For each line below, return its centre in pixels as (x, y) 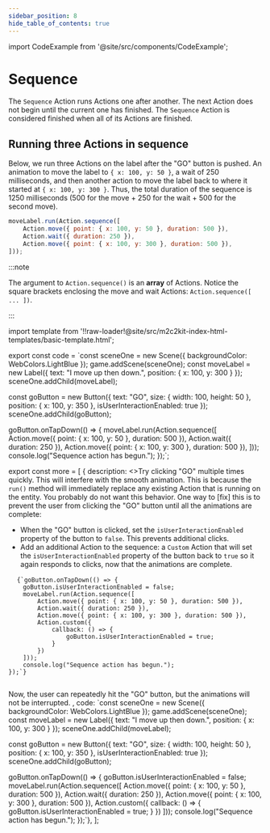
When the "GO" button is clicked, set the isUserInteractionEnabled (132, 530)
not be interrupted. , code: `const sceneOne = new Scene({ (107, 702)
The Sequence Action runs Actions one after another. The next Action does (131, 101)
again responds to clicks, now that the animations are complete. (126, 564)
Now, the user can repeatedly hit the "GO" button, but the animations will (129, 694)
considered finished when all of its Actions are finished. (101, 119)
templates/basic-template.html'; (61, 340)
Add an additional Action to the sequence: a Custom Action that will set (136, 547)
